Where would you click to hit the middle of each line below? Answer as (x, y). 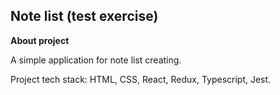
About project (40, 40)
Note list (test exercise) (84, 16)
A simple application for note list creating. (96, 60)
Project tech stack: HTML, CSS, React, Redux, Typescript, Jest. (141, 79)
